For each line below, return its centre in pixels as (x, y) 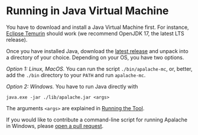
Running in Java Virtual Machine (87, 11)
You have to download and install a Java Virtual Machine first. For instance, (98, 27)
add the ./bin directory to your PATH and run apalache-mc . (76, 75)
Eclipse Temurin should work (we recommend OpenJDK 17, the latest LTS (95, 33)
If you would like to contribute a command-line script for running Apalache (97, 120)
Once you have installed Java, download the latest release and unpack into (97, 51)
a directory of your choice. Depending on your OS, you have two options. (95, 57)
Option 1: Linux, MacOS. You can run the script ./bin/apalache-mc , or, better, (99, 68)
